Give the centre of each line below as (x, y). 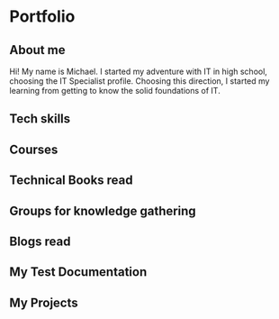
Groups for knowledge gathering (103, 210)
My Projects (44, 302)
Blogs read (40, 241)
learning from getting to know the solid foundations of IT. (115, 91)
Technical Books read (71, 181)
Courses (34, 149)
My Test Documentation (78, 272)
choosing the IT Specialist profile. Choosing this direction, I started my (139, 81)
